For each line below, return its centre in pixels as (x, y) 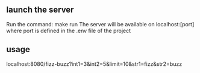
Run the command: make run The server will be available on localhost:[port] (100, 24)
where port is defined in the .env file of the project (69, 31)
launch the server (40, 10)
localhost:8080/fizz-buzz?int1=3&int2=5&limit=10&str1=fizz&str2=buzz (94, 64)
